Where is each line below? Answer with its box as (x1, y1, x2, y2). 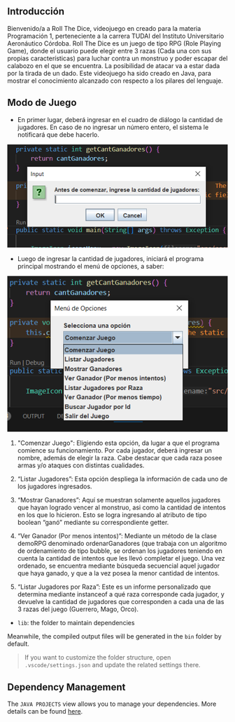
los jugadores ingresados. (17, 482, 92, 490)
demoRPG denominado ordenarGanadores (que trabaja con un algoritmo (17, 540, 227, 548)
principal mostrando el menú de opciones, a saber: (17, 262, 164, 270)
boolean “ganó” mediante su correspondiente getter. (17, 519, 169, 527)
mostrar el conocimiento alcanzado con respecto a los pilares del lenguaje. (7, 76, 224, 85)
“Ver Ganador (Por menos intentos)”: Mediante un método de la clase (17, 532, 217, 540)
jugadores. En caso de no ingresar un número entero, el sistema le (17, 123, 209, 131)
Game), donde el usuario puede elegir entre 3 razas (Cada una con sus (7, 46, 212, 55)
